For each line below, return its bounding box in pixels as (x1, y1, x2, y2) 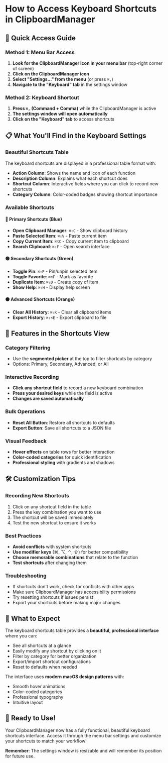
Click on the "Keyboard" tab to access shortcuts (12, 116, 114, 122)
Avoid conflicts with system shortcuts (12, 543, 92, 550)
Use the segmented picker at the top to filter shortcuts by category (12, 356, 152, 362)
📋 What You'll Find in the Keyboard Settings (5, 131, 146, 140)
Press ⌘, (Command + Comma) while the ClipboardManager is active (12, 105, 156, 112)
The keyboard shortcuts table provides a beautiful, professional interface (5, 627, 159, 633)
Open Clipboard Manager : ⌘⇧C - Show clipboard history (12, 227, 128, 234)
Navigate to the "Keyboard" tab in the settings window (12, 81, 128, 87)
